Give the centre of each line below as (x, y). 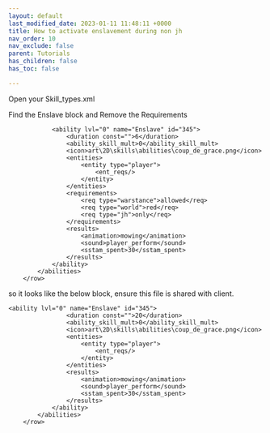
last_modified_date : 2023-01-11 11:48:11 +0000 (90, 24)
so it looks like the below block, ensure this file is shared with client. (121, 294)
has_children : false (43, 62)
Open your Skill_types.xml (52, 99)
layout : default (36, 16)
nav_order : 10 (32, 39)
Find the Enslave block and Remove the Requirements (98, 114)
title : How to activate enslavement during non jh (95, 31)
